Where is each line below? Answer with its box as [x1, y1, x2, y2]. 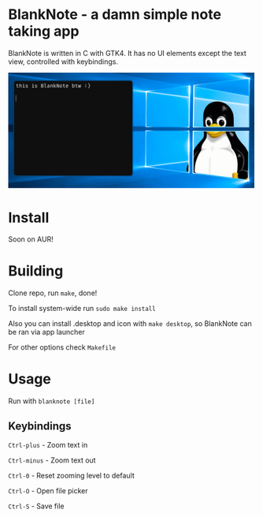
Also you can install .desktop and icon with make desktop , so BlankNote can [8, 319, 252, 328]
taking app [8, 22, 80, 40]
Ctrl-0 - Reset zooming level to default [8, 470, 135, 480]
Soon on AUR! [8, 234, 54, 244]
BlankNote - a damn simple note [8, 6, 222, 24]
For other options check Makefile [8, 343, 117, 352]
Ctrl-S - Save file [8, 501, 65, 511]
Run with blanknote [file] [8, 396, 95, 406]
